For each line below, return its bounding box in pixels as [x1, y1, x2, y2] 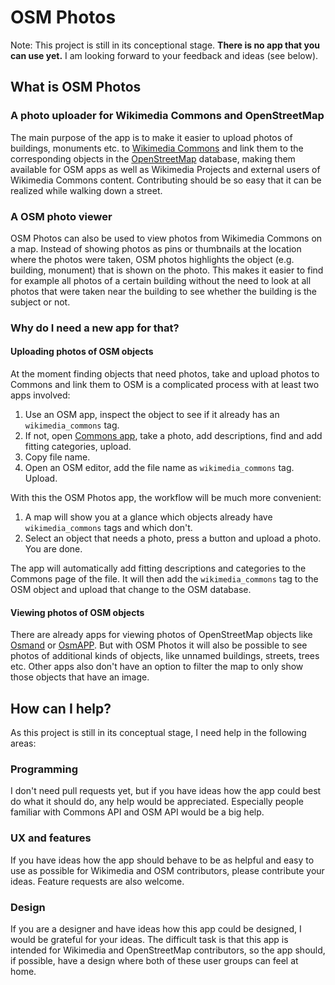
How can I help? [10, 700, 112, 717]
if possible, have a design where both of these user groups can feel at [10, 954, 299, 966]
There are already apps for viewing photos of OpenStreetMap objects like [10, 629, 313, 641]
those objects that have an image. [10, 671, 150, 683]
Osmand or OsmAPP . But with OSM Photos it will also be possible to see [10, 639, 308, 651]
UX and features [10, 831, 92, 845]
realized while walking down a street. [10, 184, 163, 196]
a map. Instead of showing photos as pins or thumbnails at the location [10, 242, 302, 255]
